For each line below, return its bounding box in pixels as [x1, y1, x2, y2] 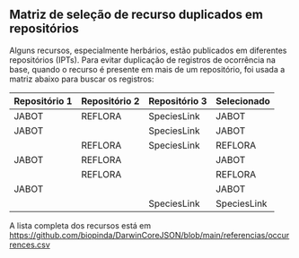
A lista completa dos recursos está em [9, 219, 152, 231]
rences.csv [9, 239, 51, 250]
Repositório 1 [13, 94, 73, 107]
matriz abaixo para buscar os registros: [9, 73, 154, 84]
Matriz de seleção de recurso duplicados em [9, 7, 263, 22]
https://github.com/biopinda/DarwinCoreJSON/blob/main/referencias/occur [9, 229, 290, 240]
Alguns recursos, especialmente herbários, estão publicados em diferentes [9, 45, 287, 56]
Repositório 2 [80, 94, 140, 107]
